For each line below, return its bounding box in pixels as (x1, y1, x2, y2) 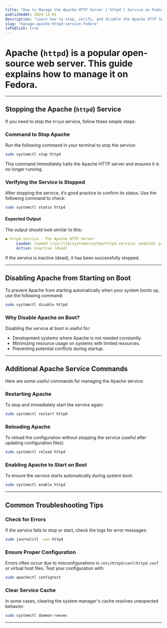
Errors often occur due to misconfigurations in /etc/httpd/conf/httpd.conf (5, 560, 159, 566)
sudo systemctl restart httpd (5, 411, 68, 417)
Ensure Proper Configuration (5, 549, 76, 556)
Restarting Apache (5, 390, 52, 397)
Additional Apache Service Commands (5, 365, 128, 373)
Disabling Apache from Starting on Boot (5, 274, 131, 283)
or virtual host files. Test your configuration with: (5, 565, 105, 572)
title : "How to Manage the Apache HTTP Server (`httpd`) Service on (5, 7, 150, 12)
